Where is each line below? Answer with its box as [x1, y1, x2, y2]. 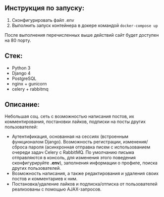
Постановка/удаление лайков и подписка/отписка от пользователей [11, 181, 158, 187]
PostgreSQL [11, 75, 37, 81]
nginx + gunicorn [11, 80, 47, 86]
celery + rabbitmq [11, 86, 49, 92]
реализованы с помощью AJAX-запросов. [11, 186, 102, 193]
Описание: [4, 100, 40, 109]
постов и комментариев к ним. [11, 176, 78, 182]
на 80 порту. [4, 37, 31, 43]
